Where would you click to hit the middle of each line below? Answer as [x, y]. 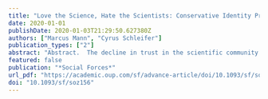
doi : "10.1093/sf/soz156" [51, 82]
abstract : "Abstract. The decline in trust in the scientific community [134, 53]
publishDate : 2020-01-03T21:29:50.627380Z [80, 30]
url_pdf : [23, 75]
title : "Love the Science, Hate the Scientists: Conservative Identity [130, 16]
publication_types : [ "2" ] [51, 46]
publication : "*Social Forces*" [62, 68]
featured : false [35, 61]
